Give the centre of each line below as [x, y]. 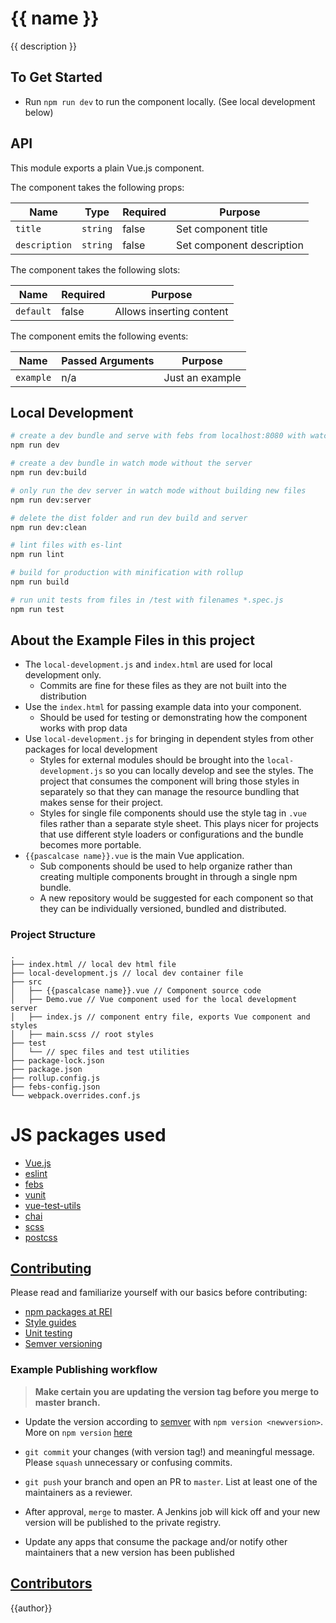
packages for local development [91, 749]
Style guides [50, 1323]
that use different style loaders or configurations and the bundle [171, 834]
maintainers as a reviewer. [78, 1492]
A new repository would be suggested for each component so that [176, 898]
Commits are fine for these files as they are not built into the [163, 686]
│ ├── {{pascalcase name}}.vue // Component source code [136, 990]
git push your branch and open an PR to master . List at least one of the [171, 1481]
